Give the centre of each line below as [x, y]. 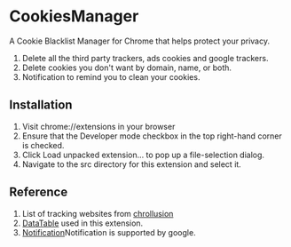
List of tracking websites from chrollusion [98, 213]
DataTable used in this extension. [83, 223]
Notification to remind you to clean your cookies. [111, 76]
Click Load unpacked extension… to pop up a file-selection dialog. [143, 155]
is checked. [43, 145]
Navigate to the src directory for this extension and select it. [131, 164]
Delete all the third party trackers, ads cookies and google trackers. [145, 58]
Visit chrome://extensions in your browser [98, 126]
